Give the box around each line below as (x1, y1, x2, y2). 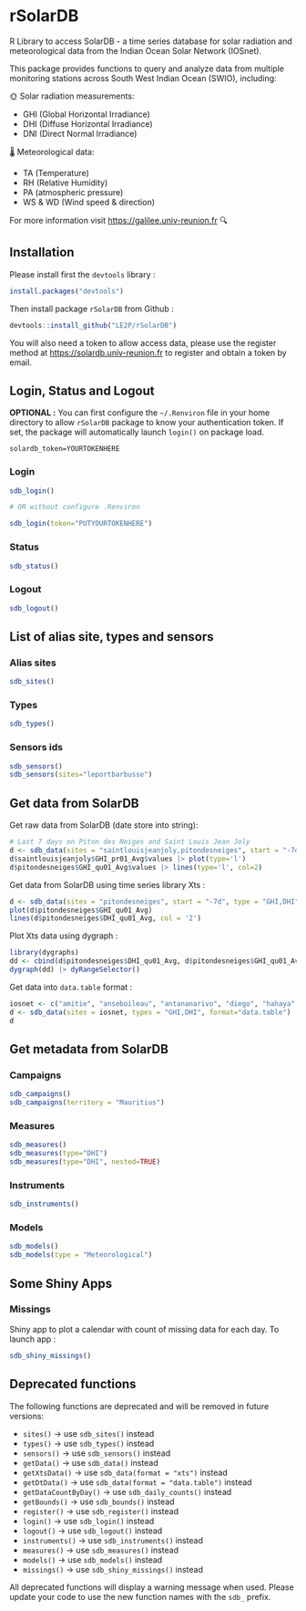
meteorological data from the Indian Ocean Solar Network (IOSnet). (9, 45, 262, 56)
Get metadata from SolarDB (9, 1041, 168, 1057)
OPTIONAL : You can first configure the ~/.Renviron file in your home (9, 407, 270, 418)
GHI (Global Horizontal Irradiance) (22, 109, 150, 120)
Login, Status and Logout (9, 382, 155, 398)
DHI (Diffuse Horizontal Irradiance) (22, 118, 153, 129)
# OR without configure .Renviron (9, 503, 141, 512)
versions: (9, 1410, 44, 1421)
